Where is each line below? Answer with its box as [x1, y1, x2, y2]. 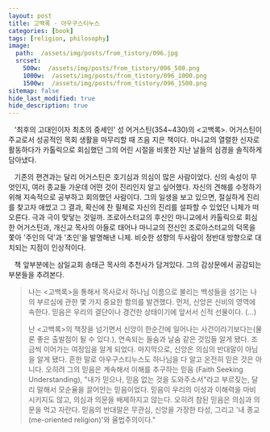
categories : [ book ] [8, 27, 74, 35]
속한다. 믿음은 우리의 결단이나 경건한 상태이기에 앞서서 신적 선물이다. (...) [27, 307, 257, 317]
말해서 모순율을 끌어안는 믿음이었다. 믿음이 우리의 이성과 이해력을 [36, 384, 242, 395]
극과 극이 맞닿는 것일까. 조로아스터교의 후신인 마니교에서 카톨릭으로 [31, 213, 243, 222]
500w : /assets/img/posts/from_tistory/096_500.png [23, 64, 200, 73]
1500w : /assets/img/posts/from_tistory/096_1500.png [23, 79, 207, 87]
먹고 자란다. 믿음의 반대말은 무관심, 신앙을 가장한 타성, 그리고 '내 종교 [43, 405, 260, 415]
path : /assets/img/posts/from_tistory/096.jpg [15, 49, 179, 57]
